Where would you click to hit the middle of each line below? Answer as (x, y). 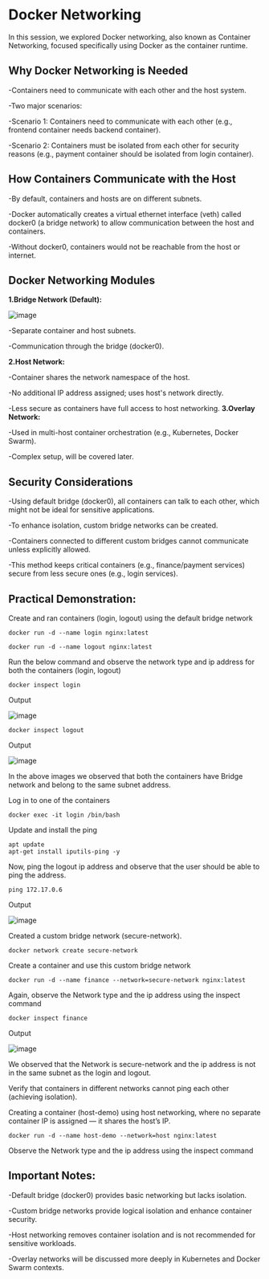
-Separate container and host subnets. (72, 331)
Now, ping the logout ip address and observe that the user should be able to (134, 866)
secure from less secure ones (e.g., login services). (93, 574)
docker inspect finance (48, 1018)
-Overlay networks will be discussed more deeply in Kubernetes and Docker (134, 1259)
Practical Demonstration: (72, 599)
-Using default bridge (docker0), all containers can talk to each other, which (134, 501)
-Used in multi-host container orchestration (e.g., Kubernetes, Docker (124, 433)
